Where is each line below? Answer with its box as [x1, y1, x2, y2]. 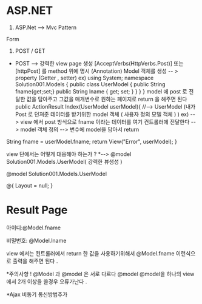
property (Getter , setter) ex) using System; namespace [15, 74, 154, 81]
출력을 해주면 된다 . [12, 257, 58, 265]
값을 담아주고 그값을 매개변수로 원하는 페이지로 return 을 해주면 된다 [26, 95, 187, 103]
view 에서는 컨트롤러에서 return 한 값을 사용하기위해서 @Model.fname [6, 249, 175, 257]
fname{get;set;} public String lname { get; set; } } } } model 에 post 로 [15, 87, 187, 95]
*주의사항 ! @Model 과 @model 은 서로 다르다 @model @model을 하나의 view [6, 270, 195, 277]
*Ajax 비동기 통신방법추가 [6, 291, 68, 298]
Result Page [6, 203, 68, 217]
